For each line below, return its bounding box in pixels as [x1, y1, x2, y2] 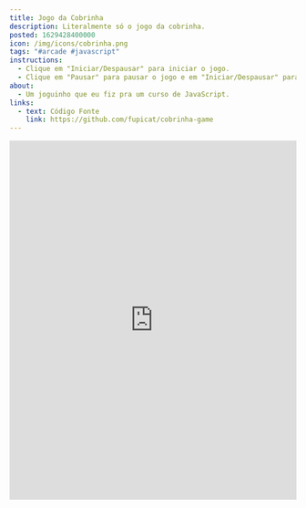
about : [9, 81, 35, 90]
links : [9, 98, 35, 108]
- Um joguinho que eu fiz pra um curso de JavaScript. [17, 89, 230, 98]
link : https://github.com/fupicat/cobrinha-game [25, 115, 214, 124]
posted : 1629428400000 [9, 30, 96, 39]
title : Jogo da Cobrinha [9, 13, 104, 23]
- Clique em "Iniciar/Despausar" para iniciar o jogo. [17, 65, 230, 74]
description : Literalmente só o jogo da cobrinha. [9, 22, 206, 31]
